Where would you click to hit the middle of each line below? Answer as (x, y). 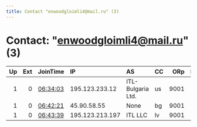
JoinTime (51, 71)
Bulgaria (137, 88)
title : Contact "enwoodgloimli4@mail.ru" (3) (62, 11)
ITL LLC (137, 115)
